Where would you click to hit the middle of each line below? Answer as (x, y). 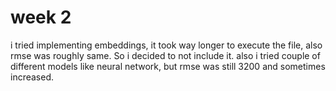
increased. (32, 77)
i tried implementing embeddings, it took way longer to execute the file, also (166, 45)
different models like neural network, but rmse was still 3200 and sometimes (168, 66)
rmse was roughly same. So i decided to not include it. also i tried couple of (165, 55)
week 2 (41, 17)
